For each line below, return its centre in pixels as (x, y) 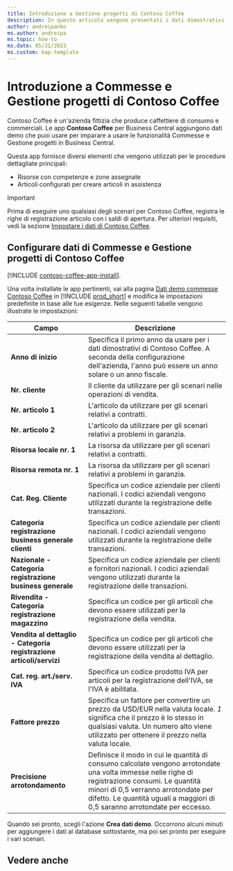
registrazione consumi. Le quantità (144, 781)
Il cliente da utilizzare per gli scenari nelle (155, 386)
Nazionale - (31, 560)
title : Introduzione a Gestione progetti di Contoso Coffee (96, 14)
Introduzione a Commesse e (89, 87)
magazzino (29, 623)
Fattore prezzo (35, 722)
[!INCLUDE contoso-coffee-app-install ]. (64, 275)
